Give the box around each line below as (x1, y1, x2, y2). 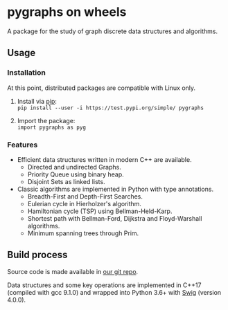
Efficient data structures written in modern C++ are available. (17, 155, 192, 163)
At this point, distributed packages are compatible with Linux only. (7, 84, 196, 92)
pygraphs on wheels (7, 4, 127, 20)
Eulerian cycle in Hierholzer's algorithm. (27, 199, 142, 208)
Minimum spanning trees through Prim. (27, 229, 139, 237)
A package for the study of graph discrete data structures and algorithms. (7, 27, 218, 35)
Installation (7, 68, 46, 77)
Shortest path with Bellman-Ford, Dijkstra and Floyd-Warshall (27, 214, 202, 222)
